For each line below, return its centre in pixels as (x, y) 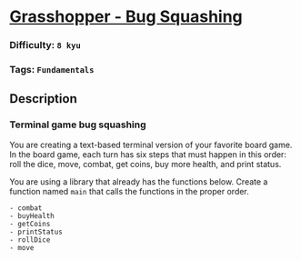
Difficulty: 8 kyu (45, 45)
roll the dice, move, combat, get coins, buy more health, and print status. (145, 164)
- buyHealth (32, 215)
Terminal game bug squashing (78, 125)
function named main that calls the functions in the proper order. (130, 191)
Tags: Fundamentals (52, 70)
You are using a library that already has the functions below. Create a (139, 181)
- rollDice (30, 240)
